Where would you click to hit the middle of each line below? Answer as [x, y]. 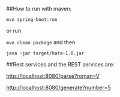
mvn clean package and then [41, 42]
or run [14, 31]
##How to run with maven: [39, 9]
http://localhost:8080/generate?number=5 [58, 87]
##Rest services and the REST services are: [61, 64]
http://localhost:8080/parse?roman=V [53, 76]
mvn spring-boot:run [32, 20]
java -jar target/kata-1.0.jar [45, 53]
